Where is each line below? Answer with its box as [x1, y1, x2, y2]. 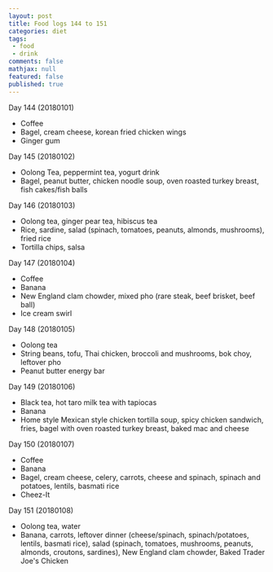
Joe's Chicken [20, 556, 69, 565]
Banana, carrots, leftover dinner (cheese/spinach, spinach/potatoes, [20, 530, 250, 539]
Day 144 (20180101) [8, 103, 75, 112]
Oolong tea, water [20, 521, 81, 530]
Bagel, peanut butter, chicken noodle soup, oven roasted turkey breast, [20, 176, 259, 186]
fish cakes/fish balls [20, 184, 88, 194]
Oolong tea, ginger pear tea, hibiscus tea [20, 216, 157, 226]
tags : [8, 34, 27, 43]
